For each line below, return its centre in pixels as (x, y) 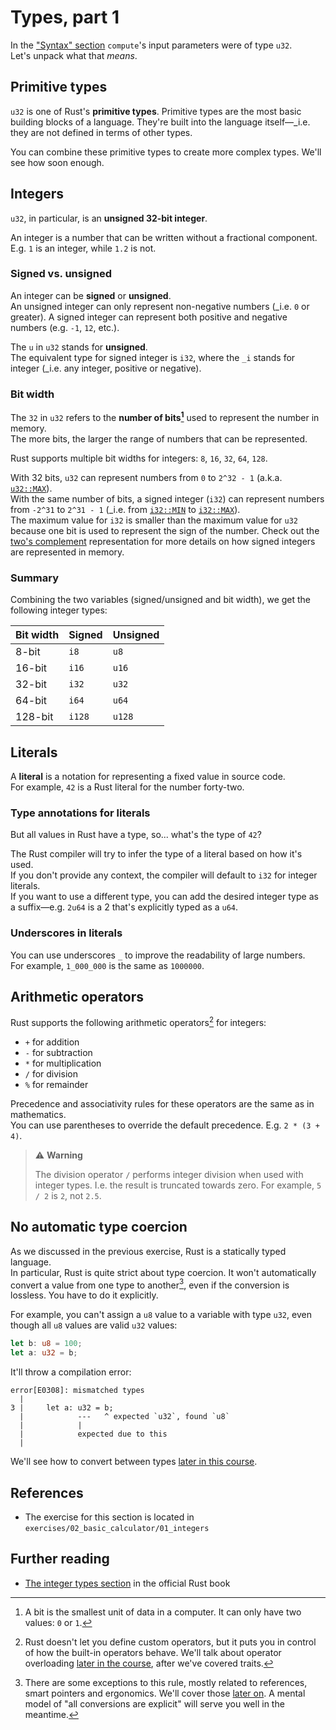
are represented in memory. (67, 552)
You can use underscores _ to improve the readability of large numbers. (158, 955)
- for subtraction (58, 1052)
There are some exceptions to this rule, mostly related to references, (166, 1682)
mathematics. (38, 1114)
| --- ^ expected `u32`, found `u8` (124, 1417)
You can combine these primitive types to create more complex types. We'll (166, 152)
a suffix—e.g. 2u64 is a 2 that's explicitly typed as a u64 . (124, 907)
